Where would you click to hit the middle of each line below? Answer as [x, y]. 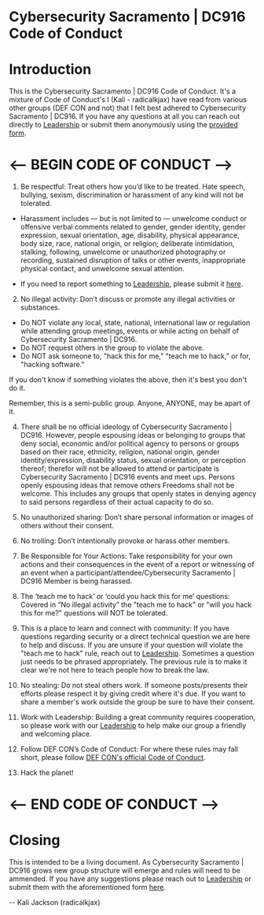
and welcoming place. [56, 734]
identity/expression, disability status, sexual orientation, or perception [133, 461]
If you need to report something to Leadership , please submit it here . [132, 284]
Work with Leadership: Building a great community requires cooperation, [138, 717]
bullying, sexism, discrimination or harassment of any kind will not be [132, 195]
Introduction [50, 70]
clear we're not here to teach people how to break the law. [115, 670]
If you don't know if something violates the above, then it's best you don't [128, 380]
